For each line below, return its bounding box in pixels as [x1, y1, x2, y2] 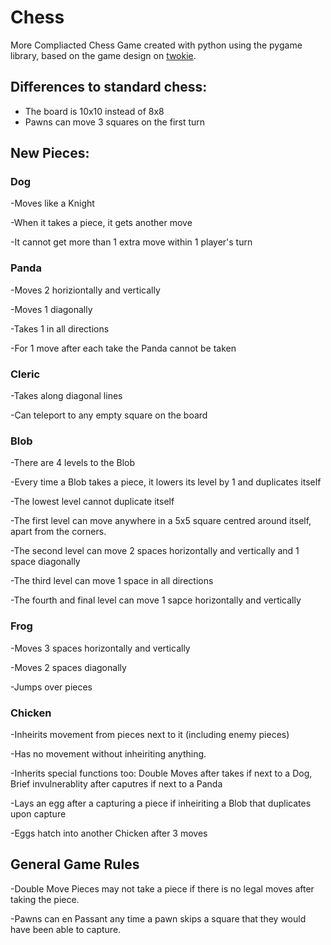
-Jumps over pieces [10, 681, 93, 693]
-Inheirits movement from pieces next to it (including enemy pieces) [10, 728, 290, 740]
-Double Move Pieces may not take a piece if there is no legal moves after [10, 882, 315, 895]
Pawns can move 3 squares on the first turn [24, 116, 206, 128]
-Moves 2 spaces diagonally [10, 661, 127, 673]
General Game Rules [10, 856, 140, 873]
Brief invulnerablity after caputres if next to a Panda [10, 777, 223, 790]
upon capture [10, 807, 67, 820]
